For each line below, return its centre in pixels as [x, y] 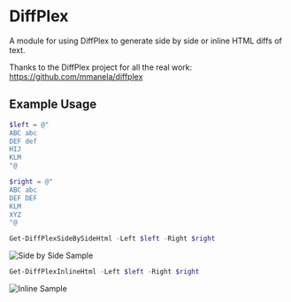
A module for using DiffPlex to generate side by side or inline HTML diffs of [146, 41]
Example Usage [53, 105]
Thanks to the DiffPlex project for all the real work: [101, 67]
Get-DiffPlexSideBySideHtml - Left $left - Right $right [112, 239]
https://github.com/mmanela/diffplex [76, 76]
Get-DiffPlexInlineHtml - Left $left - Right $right [104, 272]
